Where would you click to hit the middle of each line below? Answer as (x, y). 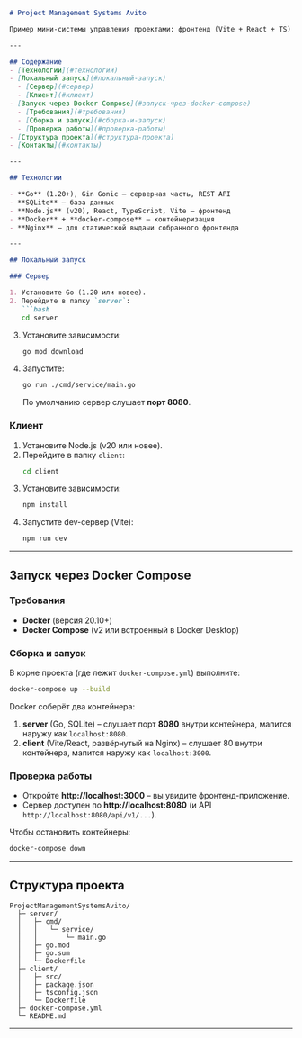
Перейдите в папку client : (74, 455)
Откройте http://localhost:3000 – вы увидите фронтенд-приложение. (156, 796)
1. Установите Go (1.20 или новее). (78, 293)
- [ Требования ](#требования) (72, 112)
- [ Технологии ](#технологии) (64, 70)
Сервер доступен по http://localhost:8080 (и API (117, 805)
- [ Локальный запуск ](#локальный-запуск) (88, 78)
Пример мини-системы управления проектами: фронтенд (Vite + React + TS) (151, 29)
